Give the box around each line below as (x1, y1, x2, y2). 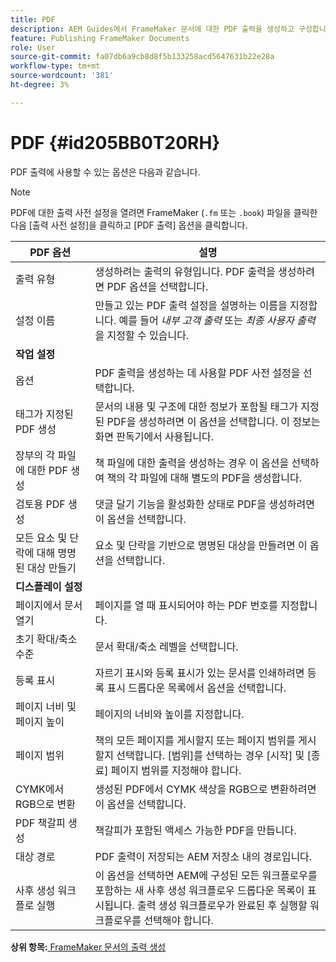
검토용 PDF (15, 497, 66, 511)
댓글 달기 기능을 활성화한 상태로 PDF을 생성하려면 (94, 497, 315, 511)
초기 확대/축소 (15, 632, 78, 646)
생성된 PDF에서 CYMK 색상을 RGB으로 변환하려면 (94, 782, 317, 796)
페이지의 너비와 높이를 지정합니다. (94, 707, 245, 721)
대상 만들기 (27, 561, 77, 575)
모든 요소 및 (15, 531, 68, 545)
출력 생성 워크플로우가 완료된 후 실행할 (136, 898, 308, 912)
